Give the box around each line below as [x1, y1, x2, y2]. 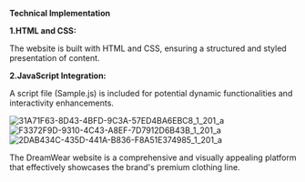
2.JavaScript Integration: [9, 70, 107, 81]
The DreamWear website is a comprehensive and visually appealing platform [9, 152, 297, 163]
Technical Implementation [9, 8, 111, 18]
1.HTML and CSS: [9, 25, 77, 35]
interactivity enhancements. [9, 97, 114, 108]
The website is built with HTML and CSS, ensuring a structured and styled [9, 43, 287, 54]
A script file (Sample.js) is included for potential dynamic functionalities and [9, 88, 293, 98]
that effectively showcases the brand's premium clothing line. [9, 162, 240, 172]
